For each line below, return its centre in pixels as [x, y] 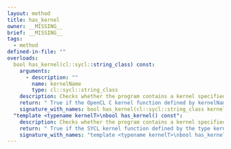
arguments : [35, 71]
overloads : [23, 58]
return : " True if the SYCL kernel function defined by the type [115, 128]
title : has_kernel [33, 20]
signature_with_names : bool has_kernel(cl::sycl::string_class [112, 109]
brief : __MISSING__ [35, 33]
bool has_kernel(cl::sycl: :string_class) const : [84, 65]
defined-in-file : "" [37, 52]
